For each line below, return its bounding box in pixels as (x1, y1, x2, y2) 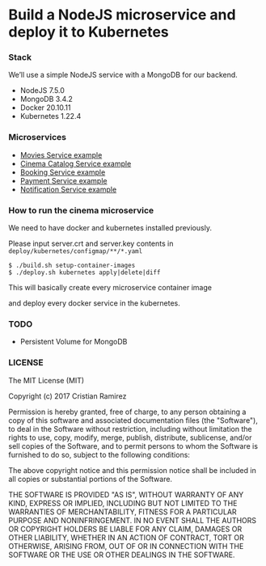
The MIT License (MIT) (8, 375, 85, 385)
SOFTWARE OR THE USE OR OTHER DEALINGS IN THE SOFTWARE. (8, 550, 235, 560)
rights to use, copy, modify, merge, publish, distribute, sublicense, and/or (8, 433, 252, 442)
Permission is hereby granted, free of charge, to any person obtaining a (8, 407, 247, 416)
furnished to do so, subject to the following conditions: (8, 450, 190, 459)
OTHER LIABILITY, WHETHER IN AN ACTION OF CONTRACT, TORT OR (8, 532, 244, 543)
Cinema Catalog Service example (19, 158, 132, 168)
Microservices (8, 132, 67, 143)
